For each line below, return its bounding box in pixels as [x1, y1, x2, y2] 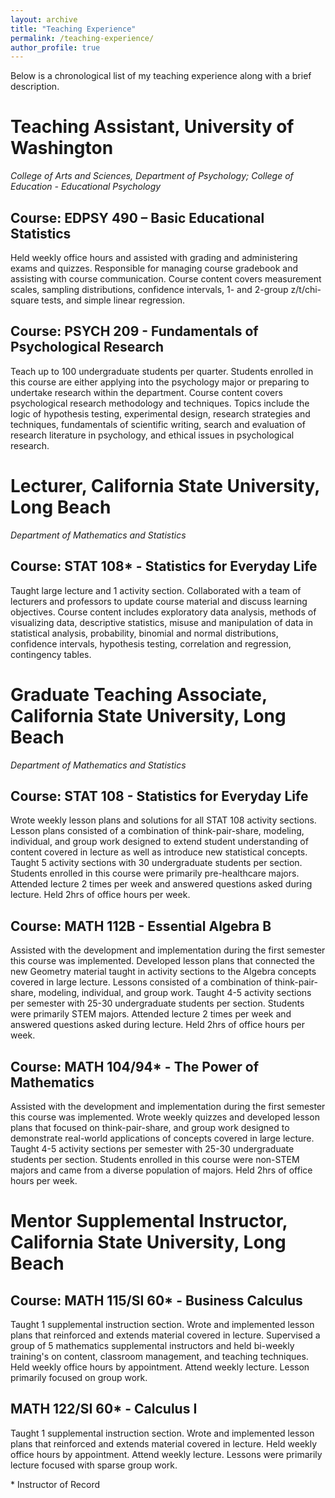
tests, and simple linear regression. [41, 294, 186, 306]
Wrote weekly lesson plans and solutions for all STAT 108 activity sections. [10, 814, 317, 826]
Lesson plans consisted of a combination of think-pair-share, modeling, [10, 825, 305, 837]
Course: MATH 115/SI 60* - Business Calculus [10, 1292, 303, 1309]
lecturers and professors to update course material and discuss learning [10, 595, 308, 607]
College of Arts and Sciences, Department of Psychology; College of [10, 170, 294, 182]
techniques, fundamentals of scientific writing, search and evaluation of [10, 418, 306, 430]
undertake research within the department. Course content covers [10, 386, 283, 398]
